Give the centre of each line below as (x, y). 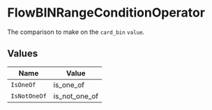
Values (23, 54)
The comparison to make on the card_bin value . (76, 32)
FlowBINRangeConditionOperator (106, 13)
